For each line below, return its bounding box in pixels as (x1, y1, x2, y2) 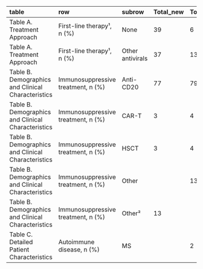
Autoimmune (58, 238, 95, 246)
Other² (121, 209, 141, 217)
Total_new (153, 8, 184, 16)
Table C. (9, 230, 33, 238)
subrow (121, 8, 144, 16)
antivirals (121, 54, 148, 62)
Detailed (9, 238, 33, 246)
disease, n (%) (58, 245, 100, 253)
